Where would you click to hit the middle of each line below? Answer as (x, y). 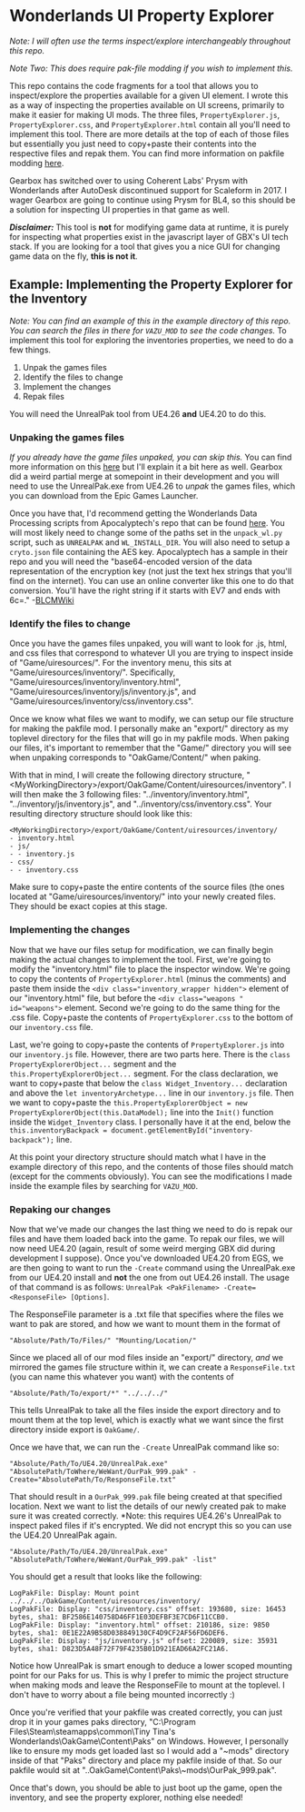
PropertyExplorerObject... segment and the (93, 1064)
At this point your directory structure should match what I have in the (138, 1157)
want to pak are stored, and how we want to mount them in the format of (145, 1323)
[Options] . (90, 1296)
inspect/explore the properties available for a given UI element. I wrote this (149, 95)
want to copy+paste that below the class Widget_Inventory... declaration (148, 1083)
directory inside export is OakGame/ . (74, 1429)
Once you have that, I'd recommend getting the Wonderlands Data (133, 513)
